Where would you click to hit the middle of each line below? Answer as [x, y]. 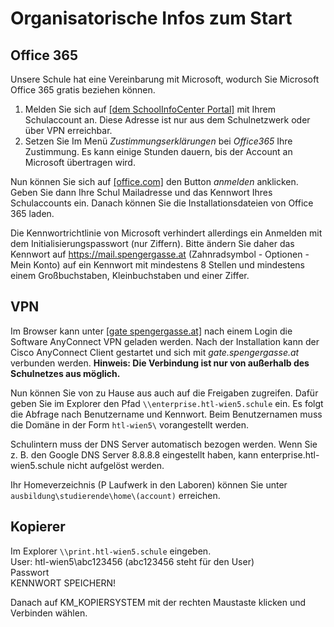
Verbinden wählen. [49, 613]
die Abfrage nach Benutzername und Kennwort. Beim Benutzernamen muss [166, 414]
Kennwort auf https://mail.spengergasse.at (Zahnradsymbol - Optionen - [160, 254]
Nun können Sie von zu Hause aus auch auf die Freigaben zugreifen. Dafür [164, 393]
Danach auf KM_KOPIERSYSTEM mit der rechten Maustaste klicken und [158, 602]
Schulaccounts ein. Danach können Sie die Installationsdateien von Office [162, 203]
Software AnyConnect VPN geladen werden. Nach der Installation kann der [165, 341]
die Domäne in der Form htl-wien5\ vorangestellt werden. [130, 424]
